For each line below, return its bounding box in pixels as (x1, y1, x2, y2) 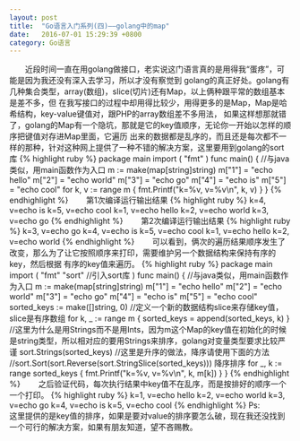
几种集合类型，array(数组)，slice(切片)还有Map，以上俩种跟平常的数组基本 (9, 86, 285, 97)
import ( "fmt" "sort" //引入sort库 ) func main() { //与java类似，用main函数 (9, 270, 281, 281)
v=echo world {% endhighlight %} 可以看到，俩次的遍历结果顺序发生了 (9, 237, 287, 247)
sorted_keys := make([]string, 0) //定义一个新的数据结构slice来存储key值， (9, 302, 284, 313)
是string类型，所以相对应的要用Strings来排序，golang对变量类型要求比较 (9, 335, 279, 346)
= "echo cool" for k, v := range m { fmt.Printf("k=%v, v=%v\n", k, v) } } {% (9, 185, 282, 195)
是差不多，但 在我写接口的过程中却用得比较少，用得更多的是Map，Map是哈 (9, 98, 288, 108)
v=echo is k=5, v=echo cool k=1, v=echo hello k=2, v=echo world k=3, (9, 205, 269, 216)
